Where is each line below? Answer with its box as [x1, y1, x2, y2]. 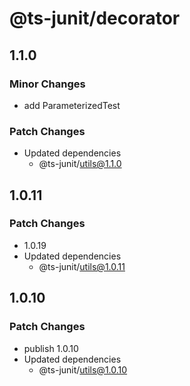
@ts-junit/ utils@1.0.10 [38, 363, 128, 376]
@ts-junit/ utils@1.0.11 [38, 260, 126, 272]
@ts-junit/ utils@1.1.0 [38, 158, 122, 170]
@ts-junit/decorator [9, 7, 181, 30]
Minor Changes [9, 77, 86, 91]
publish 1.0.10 [23, 342, 79, 354]
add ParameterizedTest [23, 99, 121, 111]
